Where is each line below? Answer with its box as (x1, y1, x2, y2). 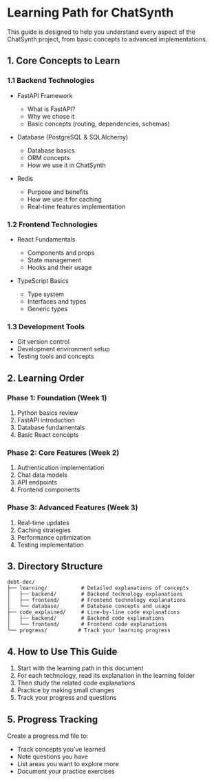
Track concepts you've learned (17, 745, 106, 753)
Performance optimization (17, 533, 92, 541)
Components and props (27, 248, 95, 257)
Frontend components (17, 485, 81, 494)
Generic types (27, 304, 68, 313)
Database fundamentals (17, 423, 85, 431)
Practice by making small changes (17, 686, 115, 694)
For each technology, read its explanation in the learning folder (17, 672, 195, 680)
